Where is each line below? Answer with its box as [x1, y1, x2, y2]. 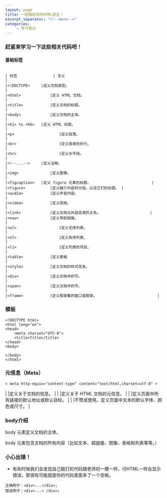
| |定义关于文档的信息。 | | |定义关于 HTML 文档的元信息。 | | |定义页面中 [5, 390, 154, 396]
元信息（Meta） [5, 369, 44, 376]
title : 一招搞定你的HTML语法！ [5, 12, 63, 17]
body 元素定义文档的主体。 [5, 429, 61, 435]
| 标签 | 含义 [5, 74, 65, 79]
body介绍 [5, 417, 28, 424]
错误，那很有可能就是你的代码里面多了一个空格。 [12, 472, 113, 478]
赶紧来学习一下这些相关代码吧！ [5, 44, 82, 51]
